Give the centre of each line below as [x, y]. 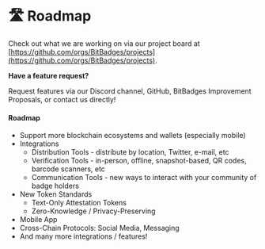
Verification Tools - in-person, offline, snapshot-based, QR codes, [139, 161]
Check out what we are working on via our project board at [104, 43]
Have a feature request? [49, 75]
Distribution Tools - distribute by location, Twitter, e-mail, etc [130, 152]
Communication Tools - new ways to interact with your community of [144, 178]
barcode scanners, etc [68, 169]
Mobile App [38, 220]
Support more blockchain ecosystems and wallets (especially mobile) [133, 136]
